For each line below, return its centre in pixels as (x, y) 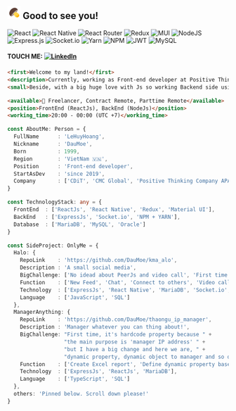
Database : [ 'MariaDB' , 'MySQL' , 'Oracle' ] (80, 225)
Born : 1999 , (47, 151)
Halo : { (25, 253)
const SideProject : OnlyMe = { (53, 246)
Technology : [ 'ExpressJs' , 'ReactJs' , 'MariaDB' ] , (99, 372)
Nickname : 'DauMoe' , (53, 144)
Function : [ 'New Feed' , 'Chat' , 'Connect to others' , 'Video (118, 282)
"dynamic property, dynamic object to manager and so (144, 357)
